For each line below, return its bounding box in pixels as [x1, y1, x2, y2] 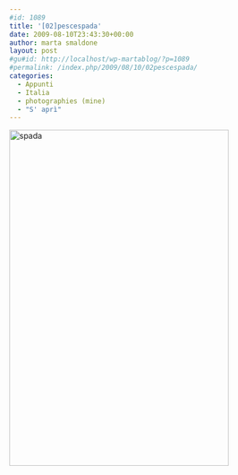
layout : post [9, 47, 58, 56]
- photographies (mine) [17, 96, 106, 106]
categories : [9, 72, 54, 81]
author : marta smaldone [9, 38, 98, 47]
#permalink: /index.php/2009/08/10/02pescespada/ [9, 64, 199, 73]
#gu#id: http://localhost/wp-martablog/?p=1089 [9, 55, 191, 64]
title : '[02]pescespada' [9, 22, 102, 30]
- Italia [17, 88, 50, 97]
